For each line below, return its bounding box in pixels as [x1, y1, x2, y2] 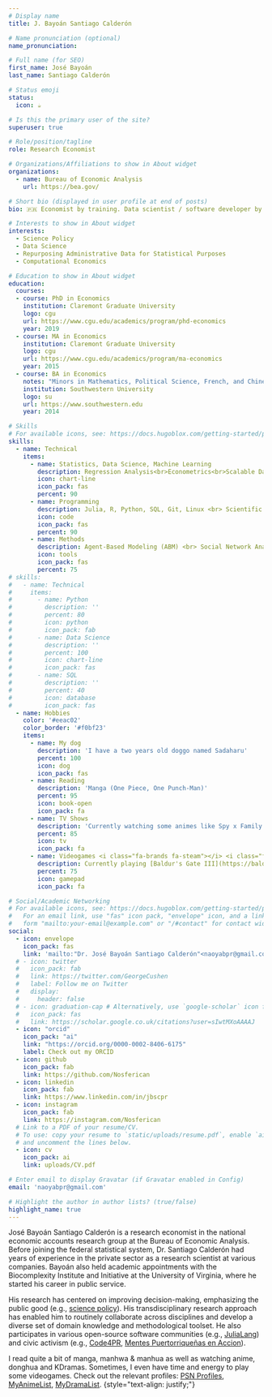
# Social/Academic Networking [8, 897, 111, 905]
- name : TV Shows [29, 815, 89, 823]
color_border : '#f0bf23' [23, 724, 107, 733]
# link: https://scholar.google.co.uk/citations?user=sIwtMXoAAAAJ [15, 1017, 255, 1026]
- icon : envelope [15, 935, 74, 943]
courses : [15, 287, 45, 295]
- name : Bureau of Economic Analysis [15, 175, 143, 183]
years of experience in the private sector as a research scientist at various [8, 1253, 257, 1263]
